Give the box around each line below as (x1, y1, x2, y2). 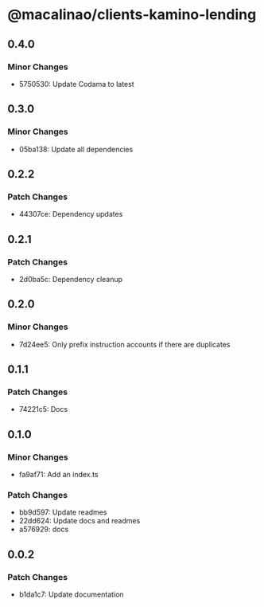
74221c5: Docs (18, 405, 68, 414)
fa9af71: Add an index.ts (18, 470, 99, 479)
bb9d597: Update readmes (18, 507, 107, 517)
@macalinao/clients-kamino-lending (7, 6, 257, 24)
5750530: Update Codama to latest (18, 79, 134, 88)
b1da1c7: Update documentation (18, 589, 124, 599)
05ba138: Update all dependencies (18, 144, 134, 154)
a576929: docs (18, 524, 69, 535)
